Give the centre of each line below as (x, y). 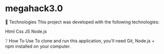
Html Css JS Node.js (26, 31)
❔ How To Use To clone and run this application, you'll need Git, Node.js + (80, 41)
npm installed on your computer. (38, 46)
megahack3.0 (34, 9)
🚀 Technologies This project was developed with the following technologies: (82, 22)
